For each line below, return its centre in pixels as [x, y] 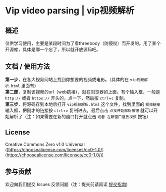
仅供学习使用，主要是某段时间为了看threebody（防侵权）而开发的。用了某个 [83, 43]
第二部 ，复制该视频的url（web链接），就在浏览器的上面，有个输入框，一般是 [83, 92]
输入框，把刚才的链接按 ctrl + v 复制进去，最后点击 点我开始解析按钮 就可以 [79, 110]
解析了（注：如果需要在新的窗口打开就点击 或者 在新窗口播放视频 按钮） [80, 116]
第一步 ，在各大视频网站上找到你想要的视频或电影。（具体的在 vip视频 [75, 79]
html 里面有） [25, 86]
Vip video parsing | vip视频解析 [70, 11]
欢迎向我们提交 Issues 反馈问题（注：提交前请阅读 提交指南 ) [66, 185]
